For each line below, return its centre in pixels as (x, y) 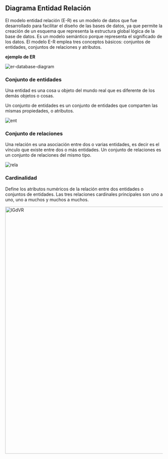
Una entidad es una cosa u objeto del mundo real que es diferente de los (80, 90)
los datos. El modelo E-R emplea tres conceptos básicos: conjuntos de (78, 42)
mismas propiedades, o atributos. (39, 111)
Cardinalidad (21, 178)
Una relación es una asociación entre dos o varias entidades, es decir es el (82, 145)
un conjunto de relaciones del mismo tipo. (48, 155)
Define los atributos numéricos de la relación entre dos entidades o (74, 189)
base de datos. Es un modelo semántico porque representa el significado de (84, 36)
